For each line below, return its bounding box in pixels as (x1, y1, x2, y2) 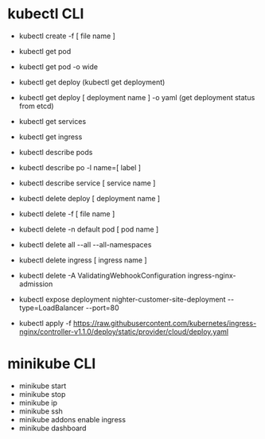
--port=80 (85, 303, 119, 313)
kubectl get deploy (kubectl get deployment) (18, 77, 166, 87)
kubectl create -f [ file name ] (18, 31, 116, 41)
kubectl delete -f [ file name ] (18, 208, 115, 219)
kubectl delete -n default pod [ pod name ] (18, 224, 159, 234)
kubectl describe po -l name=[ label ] (18, 162, 141, 172)
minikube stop (18, 389, 66, 398)
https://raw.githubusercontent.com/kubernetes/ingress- (73, 318, 257, 328)
